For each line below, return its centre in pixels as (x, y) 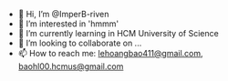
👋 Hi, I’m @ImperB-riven (63, 14)
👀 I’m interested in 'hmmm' (68, 24)
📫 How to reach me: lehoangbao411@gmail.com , (110, 53)
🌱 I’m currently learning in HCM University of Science (118, 33)
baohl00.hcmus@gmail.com (71, 66)
